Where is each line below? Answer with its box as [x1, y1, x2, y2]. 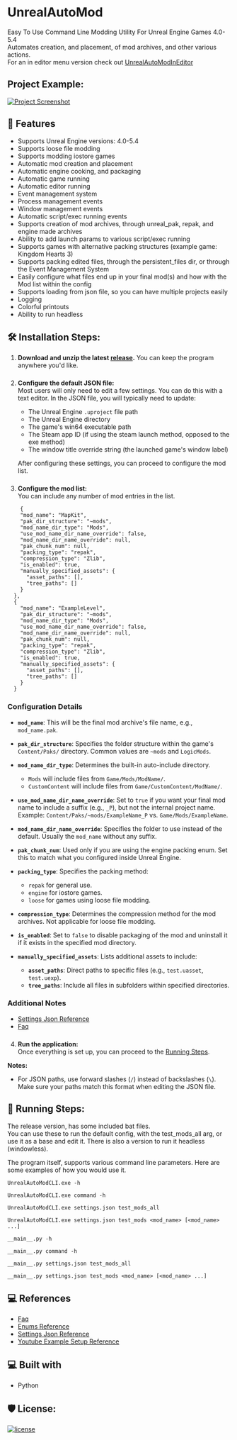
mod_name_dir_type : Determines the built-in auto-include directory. [17, 760, 211, 769]
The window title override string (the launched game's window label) [28, 445, 229, 454]
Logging [17, 295, 42, 303]
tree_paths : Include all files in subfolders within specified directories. [28, 981, 230, 989]
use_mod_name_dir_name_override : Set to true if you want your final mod [17, 796, 226, 804]
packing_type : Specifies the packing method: [17, 866, 149, 876]
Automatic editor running [17, 182, 91, 190]
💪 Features [7, 118, 56, 130]
